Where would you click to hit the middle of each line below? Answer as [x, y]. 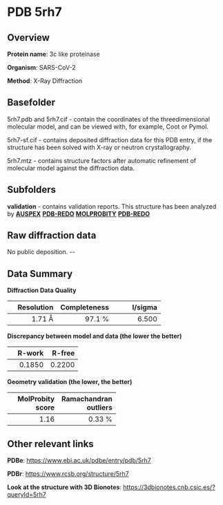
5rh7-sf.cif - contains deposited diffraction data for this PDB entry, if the [110, 140]
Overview [29, 38]
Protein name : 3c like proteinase [54, 54]
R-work [31, 353]
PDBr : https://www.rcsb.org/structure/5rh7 [68, 474]
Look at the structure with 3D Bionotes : [65, 487]
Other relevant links [51, 444]
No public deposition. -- [41, 252]
